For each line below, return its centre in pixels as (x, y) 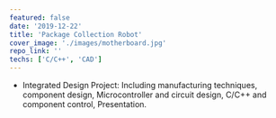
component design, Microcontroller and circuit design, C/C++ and (144, 95)
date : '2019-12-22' (46, 26)
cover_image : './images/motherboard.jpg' (88, 43)
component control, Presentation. (84, 104)
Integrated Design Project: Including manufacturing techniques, (140, 85)
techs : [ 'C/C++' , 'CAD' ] (56, 59)
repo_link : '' (36, 51)
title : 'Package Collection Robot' (76, 34)
